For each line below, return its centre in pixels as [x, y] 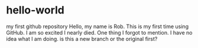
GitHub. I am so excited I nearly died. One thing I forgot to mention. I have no [99, 32]
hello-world [35, 10]
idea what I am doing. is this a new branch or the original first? [82, 39]
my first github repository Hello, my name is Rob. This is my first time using [98, 26]
